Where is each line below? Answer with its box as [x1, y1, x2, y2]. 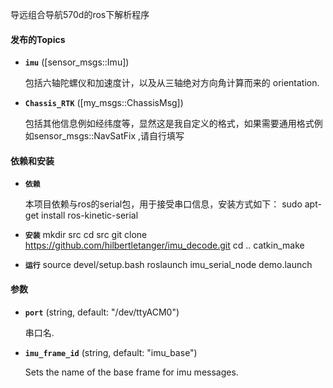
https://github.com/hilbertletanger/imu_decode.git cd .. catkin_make [24, 239, 305, 252]
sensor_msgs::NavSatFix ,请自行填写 [33, 130, 185, 142]
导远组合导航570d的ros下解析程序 [10, 9, 150, 20]
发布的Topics [10, 33, 66, 45]
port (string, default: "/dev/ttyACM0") [24, 306, 180, 318]
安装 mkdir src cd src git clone [24, 229, 148, 241]
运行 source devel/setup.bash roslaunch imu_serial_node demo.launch [24, 259, 313, 271]
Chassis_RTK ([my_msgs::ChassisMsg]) [24, 97, 184, 109]
